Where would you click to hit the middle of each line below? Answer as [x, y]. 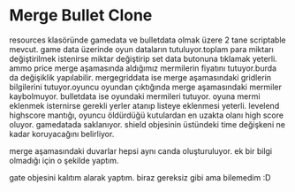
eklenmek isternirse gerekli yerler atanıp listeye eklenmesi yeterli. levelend [144, 105]
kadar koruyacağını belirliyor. [62, 134]
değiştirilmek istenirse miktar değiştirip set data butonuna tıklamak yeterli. [144, 58]
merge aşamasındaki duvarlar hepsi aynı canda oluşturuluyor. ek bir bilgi [141, 150]
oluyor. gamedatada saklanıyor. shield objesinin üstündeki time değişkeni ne [147, 124]
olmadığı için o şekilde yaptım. [64, 160]
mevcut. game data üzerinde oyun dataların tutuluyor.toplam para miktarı [141, 49]
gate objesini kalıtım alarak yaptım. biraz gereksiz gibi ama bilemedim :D [140, 177]
